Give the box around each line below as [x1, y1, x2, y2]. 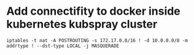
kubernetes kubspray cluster [6, 17, 158, 31]
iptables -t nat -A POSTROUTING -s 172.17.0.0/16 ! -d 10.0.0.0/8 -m [6, 37, 188, 43]
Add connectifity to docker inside [6, 4, 181, 18]
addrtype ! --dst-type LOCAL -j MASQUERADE [6, 43, 120, 49]
